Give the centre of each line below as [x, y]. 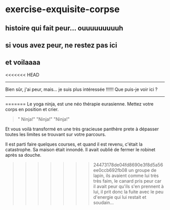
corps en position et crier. [32, 109]
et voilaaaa [23, 63]
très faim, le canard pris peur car [127, 181]
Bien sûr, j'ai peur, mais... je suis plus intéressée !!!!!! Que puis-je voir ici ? [81, 89]
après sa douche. [23, 155]
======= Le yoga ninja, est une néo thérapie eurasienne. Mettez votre [79, 104]
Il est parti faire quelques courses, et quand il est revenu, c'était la [74, 144]
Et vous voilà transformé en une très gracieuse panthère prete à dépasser [82, 129]
